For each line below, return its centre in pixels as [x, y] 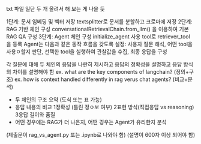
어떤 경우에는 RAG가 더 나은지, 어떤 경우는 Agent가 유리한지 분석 [91, 122]
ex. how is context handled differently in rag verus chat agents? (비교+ [101, 79]
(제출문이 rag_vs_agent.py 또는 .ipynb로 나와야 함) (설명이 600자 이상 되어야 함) [101, 135]
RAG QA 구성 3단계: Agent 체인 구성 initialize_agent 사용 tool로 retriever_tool [98, 37]
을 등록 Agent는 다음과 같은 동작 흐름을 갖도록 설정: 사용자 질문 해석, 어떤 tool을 [100, 44]
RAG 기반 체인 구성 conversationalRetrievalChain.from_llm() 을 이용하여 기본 [97, 29]
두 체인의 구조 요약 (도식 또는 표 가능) [58, 100]
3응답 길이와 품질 [35, 115]
